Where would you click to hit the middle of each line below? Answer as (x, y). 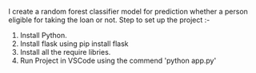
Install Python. (44, 35)
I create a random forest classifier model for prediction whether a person (128, 12)
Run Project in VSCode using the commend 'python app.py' (118, 60)
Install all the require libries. (65, 52)
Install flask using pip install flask (74, 44)
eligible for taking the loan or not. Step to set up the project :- (109, 20)
